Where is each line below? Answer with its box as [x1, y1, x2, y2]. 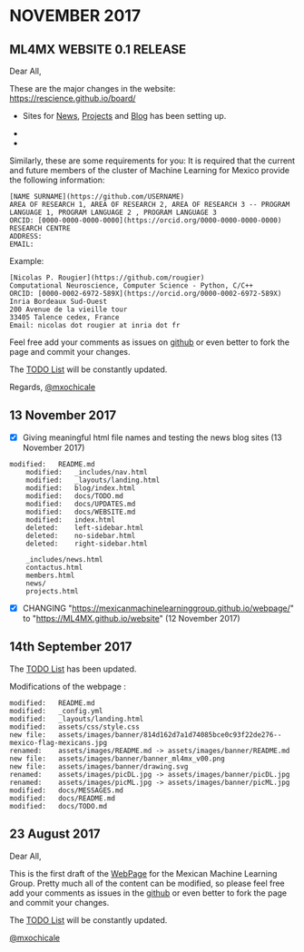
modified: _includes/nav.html [25, 467, 148, 476]
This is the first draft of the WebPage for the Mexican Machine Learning [9, 868, 278, 878]
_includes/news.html [25, 555, 103, 564]
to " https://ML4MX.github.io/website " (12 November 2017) [22, 613, 240, 623]
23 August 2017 [9, 827, 101, 842]
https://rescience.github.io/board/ [9, 93, 136, 103]
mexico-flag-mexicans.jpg [9, 738, 107, 747]
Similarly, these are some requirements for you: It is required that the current [9, 155, 296, 166]
